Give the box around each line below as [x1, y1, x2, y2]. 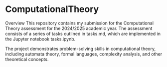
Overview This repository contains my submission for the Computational [5, 20, 154, 26]
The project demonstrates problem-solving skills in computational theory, [5, 45, 156, 51]
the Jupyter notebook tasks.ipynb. [5, 36, 76, 42]
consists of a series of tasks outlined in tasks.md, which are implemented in [5, 30, 161, 36]
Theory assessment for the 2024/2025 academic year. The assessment [5, 25, 153, 31]
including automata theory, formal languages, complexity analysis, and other [5, 51, 163, 57]
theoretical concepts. [5, 56, 49, 62]
